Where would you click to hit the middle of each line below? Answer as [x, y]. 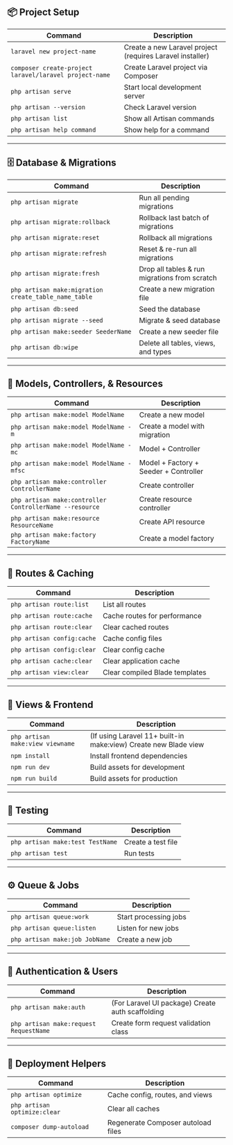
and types [155, 352]
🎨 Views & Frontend [50, 705]
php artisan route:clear [52, 627]
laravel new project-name [53, 51]
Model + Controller [170, 449]
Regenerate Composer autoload [159, 1123]
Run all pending [164, 198]
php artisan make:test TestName [64, 842]
